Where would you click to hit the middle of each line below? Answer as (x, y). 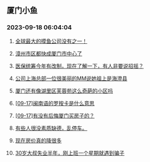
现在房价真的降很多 (38, 140)
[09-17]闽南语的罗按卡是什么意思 (55, 103)
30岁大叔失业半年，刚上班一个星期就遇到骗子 (70, 153)
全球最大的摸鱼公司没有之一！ (51, 41)
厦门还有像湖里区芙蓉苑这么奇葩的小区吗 (64, 91)
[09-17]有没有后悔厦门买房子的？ (55, 115)
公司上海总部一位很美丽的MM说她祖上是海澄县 (71, 78)
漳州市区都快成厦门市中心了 (49, 53)
